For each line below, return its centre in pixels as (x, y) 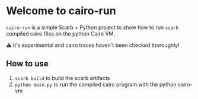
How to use (27, 64)
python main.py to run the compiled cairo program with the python (95, 84)
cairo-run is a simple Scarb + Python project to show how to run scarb (92, 27)
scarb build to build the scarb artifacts (62, 78)
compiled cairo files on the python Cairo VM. (61, 33)
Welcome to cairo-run (61, 11)
